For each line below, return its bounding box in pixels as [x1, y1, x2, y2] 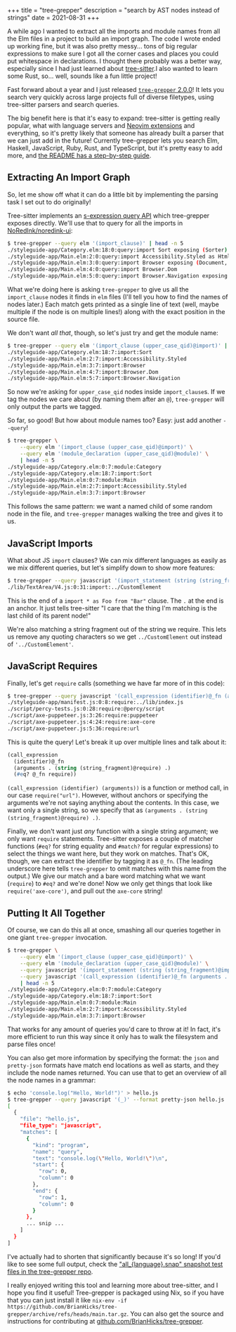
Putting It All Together [7, 907, 105, 919]
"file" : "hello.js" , [20, 1116, 80, 1123]
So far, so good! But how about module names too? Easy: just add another [7, 416, 222, 424]
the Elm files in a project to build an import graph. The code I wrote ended [7, 34, 221, 43]
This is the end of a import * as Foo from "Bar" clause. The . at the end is [7, 596, 224, 605]
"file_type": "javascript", [20, 1122, 102, 1130]
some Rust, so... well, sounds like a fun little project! [7, 72, 157, 80]
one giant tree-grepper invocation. [7, 934, 107, 942]
